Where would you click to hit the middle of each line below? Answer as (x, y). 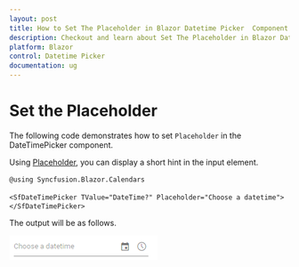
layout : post (33, 19)
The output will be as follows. (63, 222)
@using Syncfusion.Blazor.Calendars (77, 179)
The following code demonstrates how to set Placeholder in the (125, 135)
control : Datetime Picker (57, 57)
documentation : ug (43, 66)
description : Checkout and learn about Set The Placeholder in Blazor (143, 37)
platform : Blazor (41, 47)
